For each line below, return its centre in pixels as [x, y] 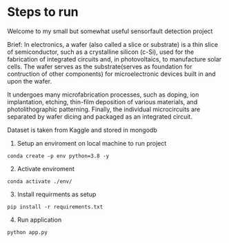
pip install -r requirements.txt [55, 207]
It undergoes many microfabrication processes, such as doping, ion [103, 95]
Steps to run [43, 12]
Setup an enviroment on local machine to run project [92, 143]
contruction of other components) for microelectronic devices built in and [111, 74]
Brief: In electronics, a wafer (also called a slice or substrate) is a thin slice [113, 44]
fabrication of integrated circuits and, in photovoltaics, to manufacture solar [114, 59]
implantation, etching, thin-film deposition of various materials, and [102, 101]
